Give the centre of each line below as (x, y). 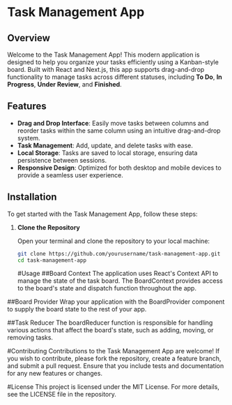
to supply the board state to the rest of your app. (77, 309)
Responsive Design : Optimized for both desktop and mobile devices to (119, 168)
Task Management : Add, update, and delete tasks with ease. (105, 145)
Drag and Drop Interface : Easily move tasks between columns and (113, 123)
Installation (32, 197)
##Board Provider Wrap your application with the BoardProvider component (116, 302)
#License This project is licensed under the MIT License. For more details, (113, 387)
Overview (29, 38)
